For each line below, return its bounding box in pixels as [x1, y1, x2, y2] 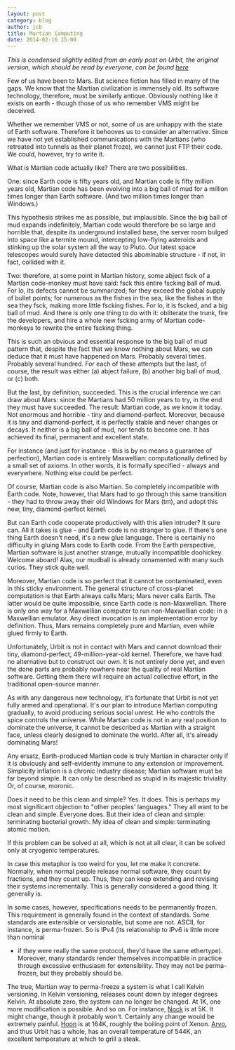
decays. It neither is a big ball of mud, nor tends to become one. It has [7, 425, 210, 434]
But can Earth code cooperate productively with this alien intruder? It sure [7, 519, 221, 527]
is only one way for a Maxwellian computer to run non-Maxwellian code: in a [7, 606, 228, 615]
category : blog [7, 17, 52, 24]
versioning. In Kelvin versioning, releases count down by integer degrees [7, 990, 218, 999]
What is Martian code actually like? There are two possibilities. [7, 164, 188, 172]
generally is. [7, 889, 43, 898]
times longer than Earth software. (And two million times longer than [7, 192, 205, 201]
